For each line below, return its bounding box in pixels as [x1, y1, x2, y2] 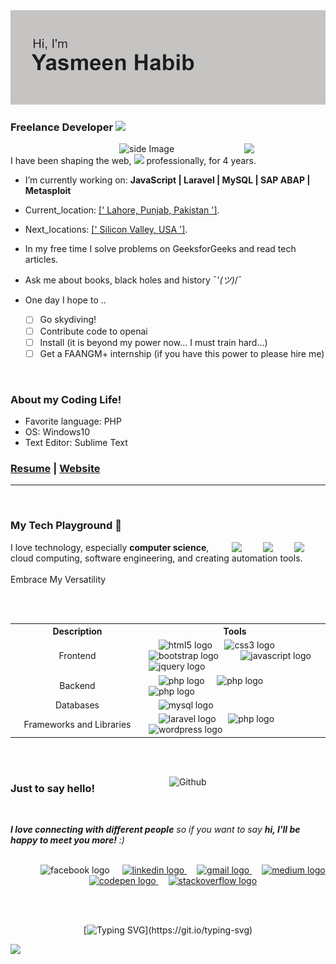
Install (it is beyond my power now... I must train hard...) [39, 336, 268, 348]
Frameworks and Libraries [23, 718, 132, 730]
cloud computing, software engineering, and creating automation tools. [10, 552, 303, 564]
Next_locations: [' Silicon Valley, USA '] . [24, 224, 188, 236]
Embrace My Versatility [10, 573, 107, 585]
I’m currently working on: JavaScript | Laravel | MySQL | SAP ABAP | [24, 174, 311, 186]
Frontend [58, 650, 97, 662]
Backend [59, 680, 96, 692]
